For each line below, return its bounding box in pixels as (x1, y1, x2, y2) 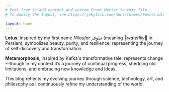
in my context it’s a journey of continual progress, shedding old (25, 61, 156, 67)
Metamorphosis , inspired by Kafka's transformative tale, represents (5, 55, 147, 61)
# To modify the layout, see (5, 12, 66, 17)
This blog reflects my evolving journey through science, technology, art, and (5, 76, 163, 82)
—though (5, 61, 25, 67)
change (147, 55, 163, 61)
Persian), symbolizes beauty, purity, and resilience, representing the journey (5, 40, 163, 46)
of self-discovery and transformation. (5, 46, 83, 52)
